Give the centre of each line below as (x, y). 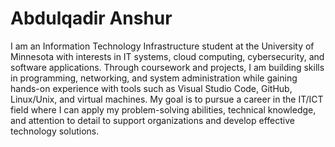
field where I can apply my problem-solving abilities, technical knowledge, (163, 109)
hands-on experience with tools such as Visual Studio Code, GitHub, (151, 88)
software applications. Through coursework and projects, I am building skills (167, 67)
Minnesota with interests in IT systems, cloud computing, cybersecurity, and (167, 56)
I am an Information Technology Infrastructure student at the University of (162, 46)
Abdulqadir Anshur (91, 18)
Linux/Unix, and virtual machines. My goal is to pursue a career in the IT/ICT (167, 99)
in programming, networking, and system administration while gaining (154, 78)
